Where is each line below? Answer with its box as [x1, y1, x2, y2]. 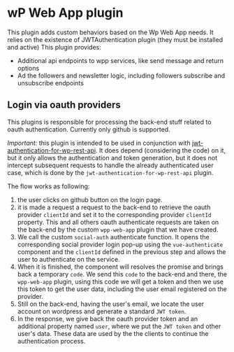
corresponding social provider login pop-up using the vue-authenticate [17, 240, 224, 248]
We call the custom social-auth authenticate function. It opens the [17, 232, 210, 241]
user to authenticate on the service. [17, 255, 120, 263]
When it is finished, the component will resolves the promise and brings [17, 262, 224, 271]
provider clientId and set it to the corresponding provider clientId [17, 210, 212, 218]
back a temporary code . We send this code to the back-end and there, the [17, 269, 227, 278]
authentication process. [17, 337, 86, 345]
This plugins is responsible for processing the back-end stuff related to [7, 118, 212, 126]
